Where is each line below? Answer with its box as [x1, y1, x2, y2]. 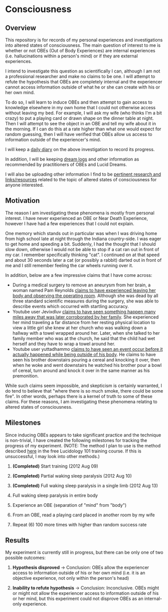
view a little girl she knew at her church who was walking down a [12, 325, 147, 331]
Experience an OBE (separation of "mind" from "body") [12, 502, 127, 508]
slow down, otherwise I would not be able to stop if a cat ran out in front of [5, 246, 159, 252]
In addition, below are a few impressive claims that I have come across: [5, 272, 152, 278]
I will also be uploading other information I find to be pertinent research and [5, 171, 161, 177]
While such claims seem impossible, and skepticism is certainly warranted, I [5, 382, 162, 389]
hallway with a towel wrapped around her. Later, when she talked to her [12, 330, 160, 336]
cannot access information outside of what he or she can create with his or [5, 84, 160, 90]
